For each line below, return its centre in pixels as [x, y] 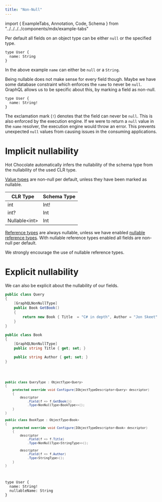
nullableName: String [31, 491]
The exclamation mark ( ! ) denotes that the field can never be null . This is [79, 116]
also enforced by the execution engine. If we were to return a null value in [80, 121]
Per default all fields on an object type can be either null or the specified [78, 38]
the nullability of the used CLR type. [41, 170]
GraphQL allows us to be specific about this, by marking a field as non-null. [80, 89]
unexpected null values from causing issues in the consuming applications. [81, 131]
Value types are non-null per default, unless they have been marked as [76, 179]
